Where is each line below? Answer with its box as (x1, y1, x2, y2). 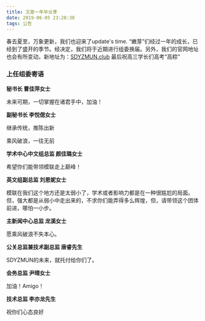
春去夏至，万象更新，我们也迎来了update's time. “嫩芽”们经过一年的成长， (6, 38, 193, 45)
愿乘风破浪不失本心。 (6, 230, 60, 237)
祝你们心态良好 (6, 308, 44, 315)
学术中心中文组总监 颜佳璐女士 (6, 150, 83, 157)
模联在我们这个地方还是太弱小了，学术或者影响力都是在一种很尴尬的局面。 (6, 189, 193, 196)
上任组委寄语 (6, 70, 45, 78)
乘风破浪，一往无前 (6, 137, 55, 144)
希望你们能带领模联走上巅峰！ (6, 163, 81, 170)
